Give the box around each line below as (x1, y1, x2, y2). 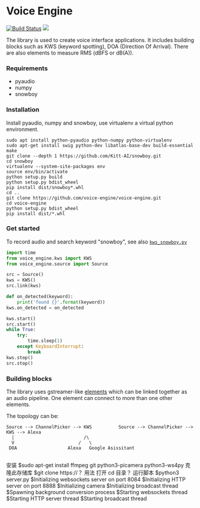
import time (6, 250, 36, 255)
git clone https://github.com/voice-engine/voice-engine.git (6, 195, 162, 201)
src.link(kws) (6, 283, 42, 289)
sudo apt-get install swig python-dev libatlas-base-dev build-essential (6, 142, 194, 148)
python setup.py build (6, 174, 63, 180)
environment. (6, 125, 39, 133)
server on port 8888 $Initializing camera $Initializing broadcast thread (6, 482, 179, 489)
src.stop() (6, 360, 33, 366)
